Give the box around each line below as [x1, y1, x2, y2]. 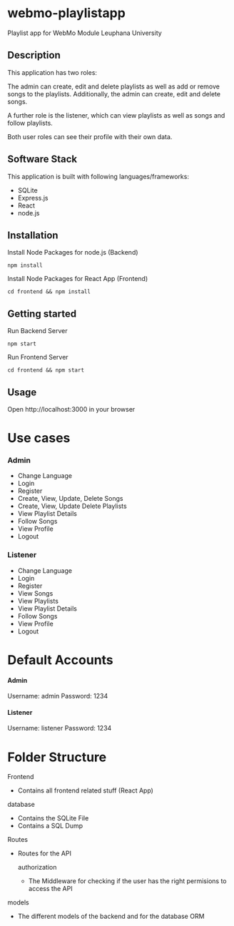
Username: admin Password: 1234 [7, 692, 108, 701]
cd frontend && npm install [7, 288, 91, 295]
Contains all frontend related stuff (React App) [17, 786, 153, 795]
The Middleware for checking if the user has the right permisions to [28, 877, 227, 885]
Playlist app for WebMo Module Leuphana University [7, 29, 162, 37]
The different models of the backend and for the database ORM [17, 912, 205, 921]
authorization [17, 863, 57, 872]
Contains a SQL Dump [17, 822, 83, 830]
